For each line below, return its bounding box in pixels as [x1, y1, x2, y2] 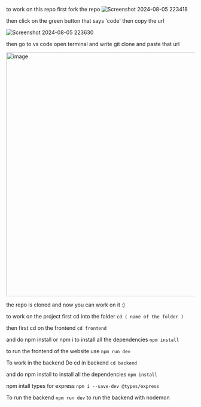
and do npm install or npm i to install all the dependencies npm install [6, 336, 179, 343]
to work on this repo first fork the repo [6, 6, 100, 13]
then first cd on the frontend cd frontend [6, 324, 107, 332]
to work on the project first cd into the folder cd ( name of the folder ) [6, 313, 184, 320]
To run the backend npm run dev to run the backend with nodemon [6, 394, 170, 401]
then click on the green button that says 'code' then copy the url [6, 17, 165, 24]
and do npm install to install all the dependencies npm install [6, 371, 157, 378]
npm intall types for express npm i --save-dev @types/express [6, 382, 160, 389]
